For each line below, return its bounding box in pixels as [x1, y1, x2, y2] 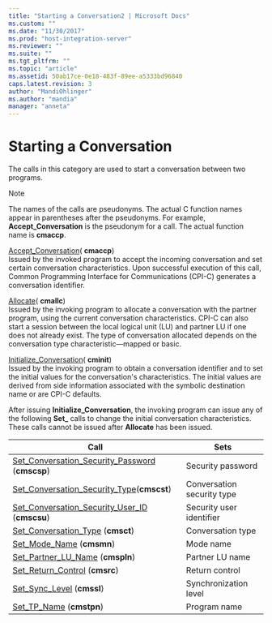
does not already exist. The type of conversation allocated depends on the [8, 330, 257, 341]
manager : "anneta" [8, 102, 70, 110]
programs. [8, 173, 43, 183]
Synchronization [185, 578, 249, 589]
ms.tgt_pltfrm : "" [8, 58, 70, 66]
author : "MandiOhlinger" [8, 87, 92, 96]
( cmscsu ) [12, 512, 50, 523]
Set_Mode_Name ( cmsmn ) [12, 539, 116, 550]
